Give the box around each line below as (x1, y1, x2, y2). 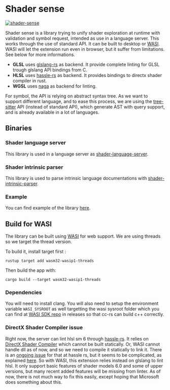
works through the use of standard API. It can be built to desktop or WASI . (5, 40, 160, 46)
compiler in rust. (12, 77, 47, 84)
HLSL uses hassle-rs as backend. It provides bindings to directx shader (12, 72, 162, 78)
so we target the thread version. (5, 239, 72, 245)
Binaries (5, 124, 32, 133)
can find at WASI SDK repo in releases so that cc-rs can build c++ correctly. (5, 311, 164, 318)
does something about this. (5, 379, 62, 385)
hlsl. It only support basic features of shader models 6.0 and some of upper (5, 362, 163, 369)
